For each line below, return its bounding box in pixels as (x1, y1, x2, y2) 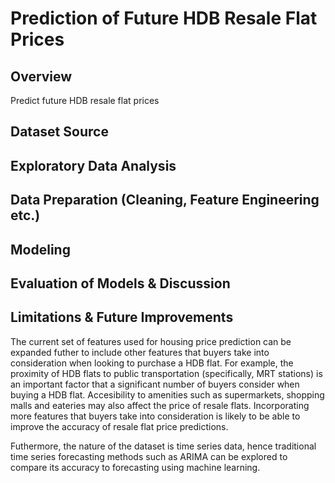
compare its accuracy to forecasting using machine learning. (10, 461, 261, 473)
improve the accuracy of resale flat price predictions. (10, 420, 229, 432)
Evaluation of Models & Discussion (10, 275, 231, 292)
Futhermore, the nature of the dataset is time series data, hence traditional (10, 440, 317, 452)
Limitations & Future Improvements (10, 309, 234, 326)
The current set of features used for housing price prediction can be (10, 335, 292, 347)
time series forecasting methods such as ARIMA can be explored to (10, 450, 288, 462)
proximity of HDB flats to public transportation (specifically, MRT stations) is (10, 367, 323, 379)
